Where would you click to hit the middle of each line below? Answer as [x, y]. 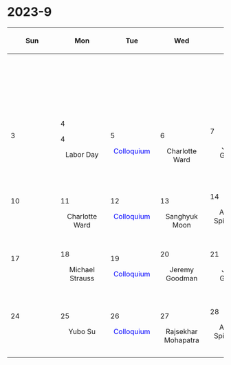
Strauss [82, 278]
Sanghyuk [181, 216]
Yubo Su [82, 331]
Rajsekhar [181, 331]
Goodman [182, 278]
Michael [82, 269]
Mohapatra [181, 340]
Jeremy [182, 269]
